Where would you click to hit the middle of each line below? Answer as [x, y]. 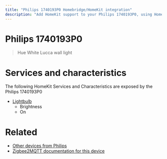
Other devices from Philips [40, 146]
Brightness [31, 107]
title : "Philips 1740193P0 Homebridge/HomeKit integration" [69, 10]
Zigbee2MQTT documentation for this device [58, 151]
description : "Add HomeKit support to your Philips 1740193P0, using [79, 14]
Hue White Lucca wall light [44, 53]
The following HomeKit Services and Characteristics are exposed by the [79, 86]
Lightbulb [22, 101]
